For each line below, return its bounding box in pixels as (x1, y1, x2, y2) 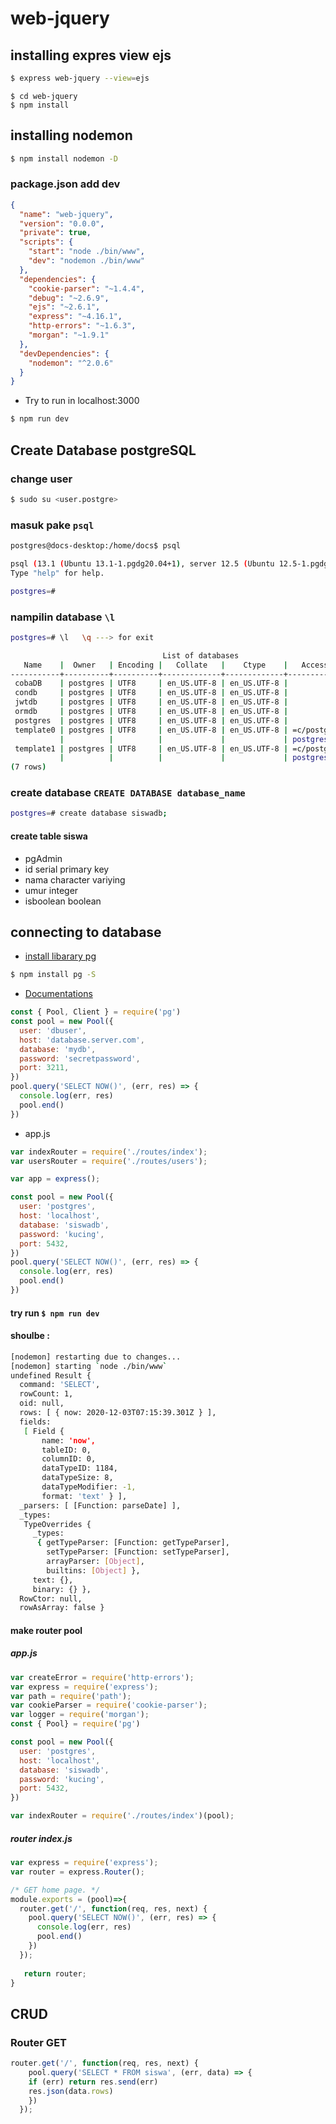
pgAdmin (24, 852, 63, 864)
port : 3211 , (19, 1063, 70, 1073)
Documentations (24, 988, 93, 1000)
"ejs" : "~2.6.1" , (28, 302, 101, 312)
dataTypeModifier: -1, (41, 1482, 137, 1492)
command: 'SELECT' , (19, 1380, 101, 1390)
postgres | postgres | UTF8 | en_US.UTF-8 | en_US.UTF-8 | (14, 715, 289, 726)
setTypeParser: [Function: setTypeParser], (46, 1547, 230, 1557)
